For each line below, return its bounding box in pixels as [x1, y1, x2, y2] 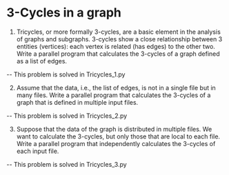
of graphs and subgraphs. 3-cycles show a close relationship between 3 [16, 34, 223, 43]
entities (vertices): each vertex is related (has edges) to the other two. [16, 42, 215, 50]
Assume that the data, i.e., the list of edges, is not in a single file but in [16, 83, 217, 92]
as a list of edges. [16, 56, 67, 65]
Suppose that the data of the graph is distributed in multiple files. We [16, 125, 212, 133]
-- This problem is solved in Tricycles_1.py [6, 70, 126, 79]
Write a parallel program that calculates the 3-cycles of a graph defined [16, 50, 220, 58]
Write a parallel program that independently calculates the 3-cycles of [16, 139, 216, 147]
